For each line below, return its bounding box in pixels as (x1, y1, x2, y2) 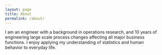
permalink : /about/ (5, 16, 45, 21)
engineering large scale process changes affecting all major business (5, 34, 145, 40)
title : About (5, 12, 32, 16)
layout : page (5, 7, 32, 12)
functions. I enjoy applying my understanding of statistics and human (5, 40, 144, 45)
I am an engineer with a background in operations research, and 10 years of (5, 29, 157, 35)
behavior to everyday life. (5, 44, 56, 51)
